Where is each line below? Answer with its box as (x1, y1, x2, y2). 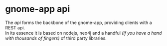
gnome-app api (5, 3, 70, 15)
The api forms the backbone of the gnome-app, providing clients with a (5, 20, 152, 25)
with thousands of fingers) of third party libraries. (5, 35, 107, 41)
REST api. (5, 24, 25, 30)
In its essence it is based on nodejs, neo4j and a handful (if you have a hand (5, 30, 162, 36)
